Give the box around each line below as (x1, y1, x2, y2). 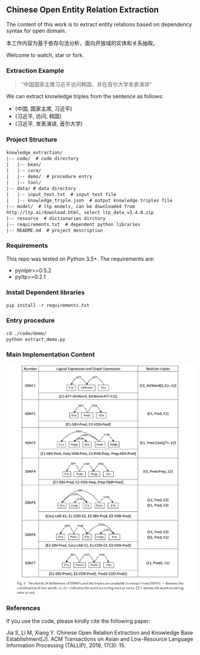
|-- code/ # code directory (6, 156, 79, 162)
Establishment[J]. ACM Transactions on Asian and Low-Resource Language (6, 635, 193, 643)
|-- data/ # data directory (6, 186, 77, 192)
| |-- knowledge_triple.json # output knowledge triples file (6, 198, 172, 204)
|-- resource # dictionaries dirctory (6, 216, 106, 222)
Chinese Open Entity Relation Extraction (6, 5, 159, 15)
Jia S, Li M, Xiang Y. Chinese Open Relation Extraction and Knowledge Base (6, 629, 193, 636)
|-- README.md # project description (6, 228, 103, 234)
